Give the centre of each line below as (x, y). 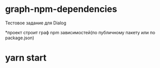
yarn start (26, 58)
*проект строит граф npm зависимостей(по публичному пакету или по (80, 32)
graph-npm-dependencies (61, 9)
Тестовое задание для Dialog (36, 23)
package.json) (20, 38)
